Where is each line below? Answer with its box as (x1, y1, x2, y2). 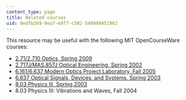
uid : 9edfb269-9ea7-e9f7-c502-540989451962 (6, 20, 118, 26)
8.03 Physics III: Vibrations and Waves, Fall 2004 (15, 87, 138, 95)
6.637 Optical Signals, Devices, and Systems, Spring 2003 (15, 74, 161, 82)
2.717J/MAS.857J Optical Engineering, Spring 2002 (15, 61, 142, 68)
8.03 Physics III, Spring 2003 (15, 81, 88, 88)
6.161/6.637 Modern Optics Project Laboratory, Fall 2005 (15, 68, 156, 75)
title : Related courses (6, 15, 67, 21)
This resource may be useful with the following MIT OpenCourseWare (6, 37, 181, 44)
